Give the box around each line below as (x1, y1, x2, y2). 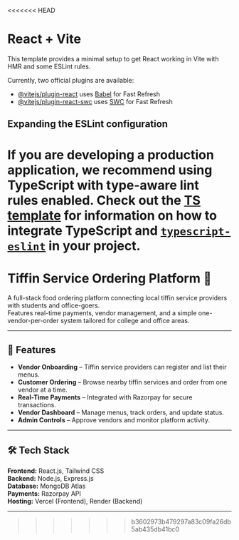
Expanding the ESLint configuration (7, 118, 169, 131)
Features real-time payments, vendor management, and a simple (7, 309, 197, 317)
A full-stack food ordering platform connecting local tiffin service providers (7, 294, 228, 302)
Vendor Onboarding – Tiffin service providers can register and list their (17, 363, 227, 372)
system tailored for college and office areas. (60, 317, 190, 325)
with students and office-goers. (7, 301, 100, 310)
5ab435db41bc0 (131, 525, 180, 534)
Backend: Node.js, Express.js (7, 474, 94, 483)
